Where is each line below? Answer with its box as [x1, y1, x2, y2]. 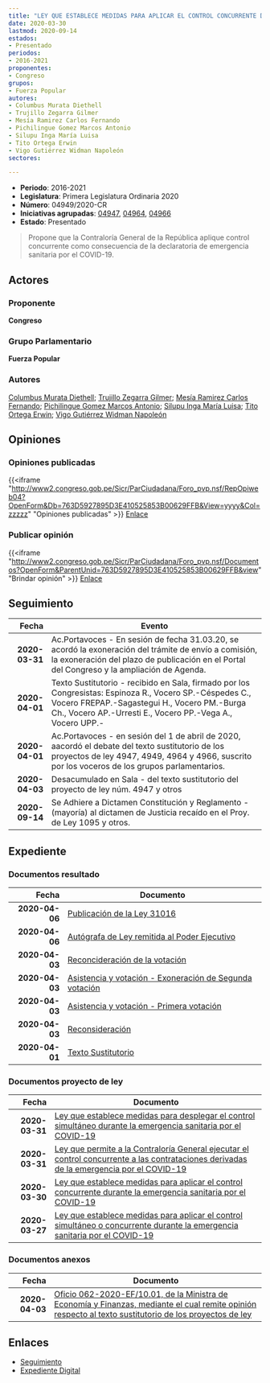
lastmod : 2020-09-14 [8, 27, 78, 35]
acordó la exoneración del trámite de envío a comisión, [51, 644, 258, 656]
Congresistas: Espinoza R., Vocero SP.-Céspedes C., [51, 687, 252, 698]
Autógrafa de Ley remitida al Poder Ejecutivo [67, 931, 235, 942]
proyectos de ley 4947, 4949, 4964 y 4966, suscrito [51, 751, 252, 762]
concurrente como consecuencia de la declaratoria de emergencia [27, 241, 249, 251]
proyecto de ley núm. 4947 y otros [51, 784, 182, 795]
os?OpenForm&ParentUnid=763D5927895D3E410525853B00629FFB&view [8, 565, 259, 574]
